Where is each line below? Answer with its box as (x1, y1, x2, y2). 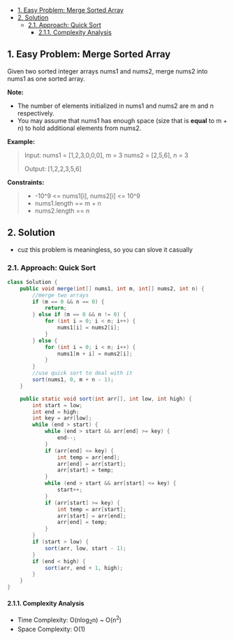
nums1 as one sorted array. (7, 74, 85, 83)
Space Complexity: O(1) (17, 625, 86, 633)
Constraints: (7, 178, 45, 186)
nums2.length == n (34, 206, 90, 215)
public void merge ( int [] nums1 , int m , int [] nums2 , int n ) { (20, 285, 205, 292)
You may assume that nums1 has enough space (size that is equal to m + (17, 116, 228, 125)
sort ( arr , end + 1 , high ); (44, 564, 124, 571)
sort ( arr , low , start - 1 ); (44, 545, 127, 552)
